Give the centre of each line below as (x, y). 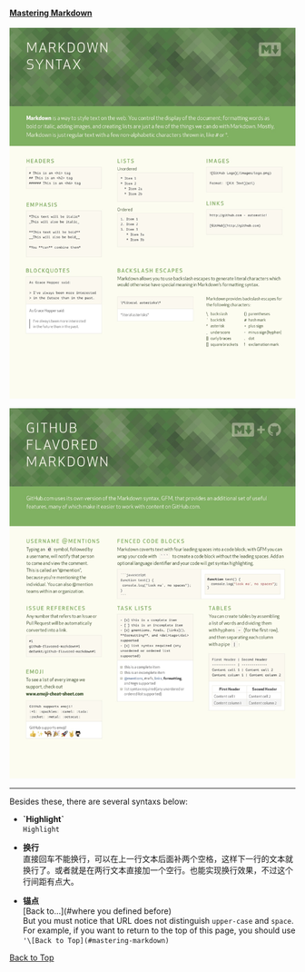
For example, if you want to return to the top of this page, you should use (159, 930)
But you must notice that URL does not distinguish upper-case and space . (158, 921)
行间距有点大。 (50, 882)
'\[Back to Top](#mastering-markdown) (96, 941)
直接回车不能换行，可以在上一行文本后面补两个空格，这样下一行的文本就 (157, 859)
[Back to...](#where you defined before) (97, 911)
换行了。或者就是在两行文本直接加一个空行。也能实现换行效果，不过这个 (157, 870)
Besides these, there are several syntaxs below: (99, 802)
